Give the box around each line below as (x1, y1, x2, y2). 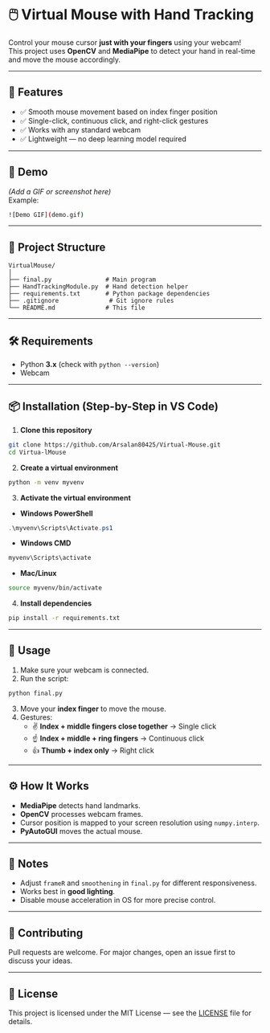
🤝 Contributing (8, 926, 84, 940)
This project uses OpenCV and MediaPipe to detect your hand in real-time (8, 46, 256, 55)
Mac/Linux (19, 569, 57, 578)
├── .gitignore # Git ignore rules (8, 297, 174, 305)
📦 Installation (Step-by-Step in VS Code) (8, 400, 219, 414)
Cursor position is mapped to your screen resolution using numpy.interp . (19, 818, 260, 827)
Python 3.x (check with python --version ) (19, 360, 160, 370)
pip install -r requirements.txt (8, 614, 121, 623)
